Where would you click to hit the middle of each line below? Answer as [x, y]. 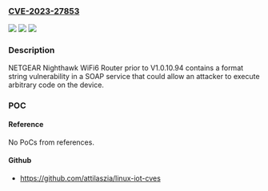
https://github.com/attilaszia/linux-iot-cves [90, 178]
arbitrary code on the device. [56, 85]
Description [32, 50]
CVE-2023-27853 [44, 11]
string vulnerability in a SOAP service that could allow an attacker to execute [134, 76]
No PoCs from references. [51, 142]
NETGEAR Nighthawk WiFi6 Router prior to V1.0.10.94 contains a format [126, 68]
